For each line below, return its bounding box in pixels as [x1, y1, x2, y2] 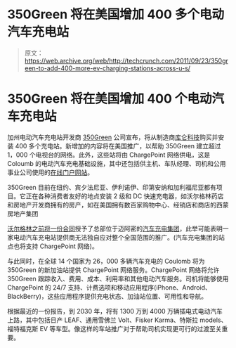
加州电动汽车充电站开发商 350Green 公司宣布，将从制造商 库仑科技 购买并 [7, 133, 218, 141]
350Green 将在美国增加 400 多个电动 [7, 6, 225, 22]
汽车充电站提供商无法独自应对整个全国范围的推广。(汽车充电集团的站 [25, 233, 225, 241]
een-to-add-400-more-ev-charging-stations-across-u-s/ [24, 64, 191, 72]
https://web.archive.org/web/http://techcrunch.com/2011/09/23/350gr [24, 56, 228, 65]
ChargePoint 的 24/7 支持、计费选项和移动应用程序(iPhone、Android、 [7, 283, 212, 292]
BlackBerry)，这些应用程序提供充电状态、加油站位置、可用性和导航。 [7, 292, 208, 300]
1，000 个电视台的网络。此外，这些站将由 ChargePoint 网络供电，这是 [7, 150, 211, 159]
